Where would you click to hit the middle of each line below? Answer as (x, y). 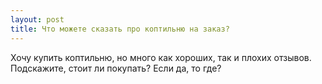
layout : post (37, 19)
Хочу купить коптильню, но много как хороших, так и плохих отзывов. (161, 57)
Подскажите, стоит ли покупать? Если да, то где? (116, 68)
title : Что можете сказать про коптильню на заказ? (120, 29)
